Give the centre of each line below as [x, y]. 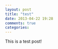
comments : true [20, 23]
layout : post [18, 9]
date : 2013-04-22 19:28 [29, 18]
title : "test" [19, 14]
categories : [17, 28]
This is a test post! [24, 41]
